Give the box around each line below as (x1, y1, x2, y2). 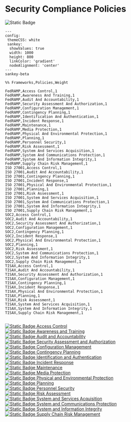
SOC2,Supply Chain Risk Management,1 (5, 259, 82, 264)
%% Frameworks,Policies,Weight (5, 80, 68, 85)
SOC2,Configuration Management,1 (5, 225, 73, 230)
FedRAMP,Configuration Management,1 (5, 106, 79, 111)
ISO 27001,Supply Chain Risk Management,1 (5, 208, 92, 213)
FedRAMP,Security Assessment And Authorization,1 (5, 101, 108, 106)
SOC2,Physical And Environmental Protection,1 (5, 238, 101, 243)
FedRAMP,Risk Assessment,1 (5, 144, 60, 149)
